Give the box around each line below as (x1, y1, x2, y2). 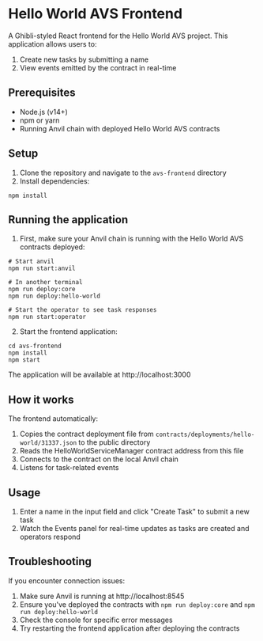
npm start (8, 356, 41, 364)
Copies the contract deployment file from (19, 429, 154, 439)
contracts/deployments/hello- (155, 430, 255, 439)
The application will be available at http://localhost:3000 (8, 370, 191, 380)
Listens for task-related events (19, 463, 119, 472)
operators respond (19, 532, 81, 541)
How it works (8, 393, 74, 406)
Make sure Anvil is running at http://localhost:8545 (19, 591, 185, 601)
